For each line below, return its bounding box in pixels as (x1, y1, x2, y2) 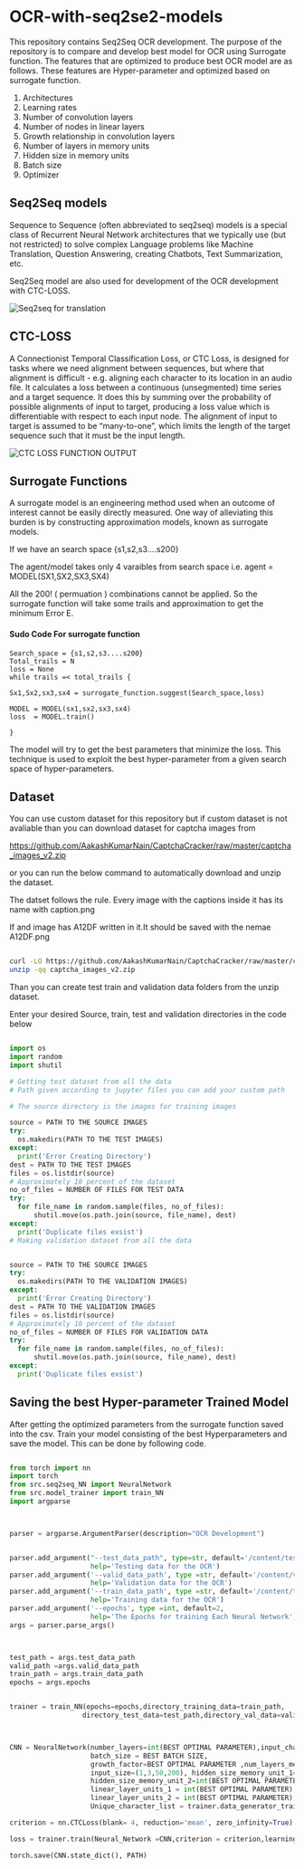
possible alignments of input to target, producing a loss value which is (9, 401, 271, 412)
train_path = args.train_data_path (9, 1670, 144, 1679)
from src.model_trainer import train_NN (9, 1489, 165, 1498)
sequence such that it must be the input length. (9, 430, 185, 441)
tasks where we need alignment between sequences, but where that (9, 362, 265, 373)
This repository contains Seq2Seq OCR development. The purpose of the (9, 36, 282, 47)
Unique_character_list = (90, 1802, 184, 1811)
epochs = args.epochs (9, 1678, 91, 1687)
